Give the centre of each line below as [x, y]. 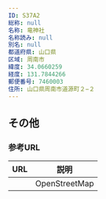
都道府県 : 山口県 [32, 52]
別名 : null [25, 45]
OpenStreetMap [64, 184]
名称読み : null [31, 38]
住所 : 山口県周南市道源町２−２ [52, 89]
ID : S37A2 [24, 15]
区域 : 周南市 [26, 60]
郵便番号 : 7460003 [36, 81]
